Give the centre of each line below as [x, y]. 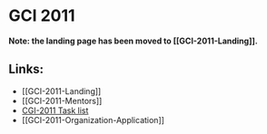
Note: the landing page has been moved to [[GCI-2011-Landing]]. [133, 41]
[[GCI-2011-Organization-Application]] [93, 120]
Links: [26, 69]
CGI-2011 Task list [55, 110]
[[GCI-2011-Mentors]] [62, 100]
